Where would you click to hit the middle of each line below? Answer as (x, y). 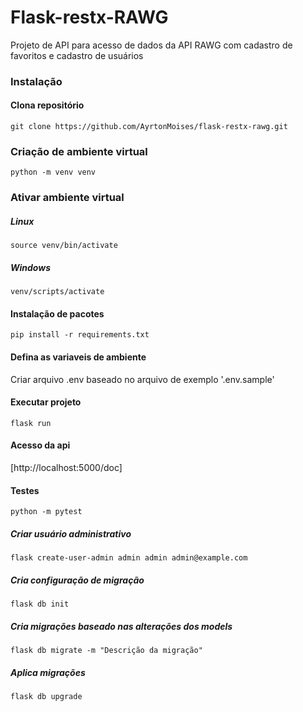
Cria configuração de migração (77, 580)
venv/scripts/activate (57, 292)
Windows (31, 267)
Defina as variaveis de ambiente (78, 357)
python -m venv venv (53, 172)
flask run (31, 423)
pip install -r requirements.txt (80, 335)
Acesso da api (40, 445)
